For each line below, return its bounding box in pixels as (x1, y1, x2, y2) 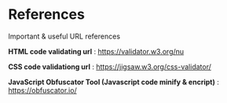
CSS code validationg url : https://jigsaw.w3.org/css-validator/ (8, 61, 212, 72)
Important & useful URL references (8, 31, 120, 41)
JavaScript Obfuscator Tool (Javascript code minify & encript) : (8, 77, 220, 86)
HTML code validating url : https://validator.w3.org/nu (8, 46, 185, 56)
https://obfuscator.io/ (8, 85, 77, 95)
